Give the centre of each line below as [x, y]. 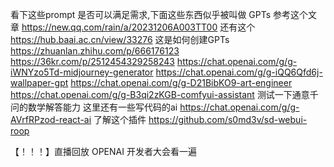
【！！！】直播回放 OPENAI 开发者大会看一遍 [103, 151]
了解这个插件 [120, 119]
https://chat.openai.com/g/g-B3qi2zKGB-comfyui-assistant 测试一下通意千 [164, 94]
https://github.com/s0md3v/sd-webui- [228, 119]
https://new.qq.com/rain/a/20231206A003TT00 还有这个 [138, 27]
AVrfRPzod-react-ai [51, 119]
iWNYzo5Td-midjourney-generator [82, 72]
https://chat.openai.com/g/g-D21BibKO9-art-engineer [181, 82]
